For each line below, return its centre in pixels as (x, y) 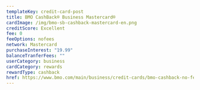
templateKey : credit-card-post (45, 12)
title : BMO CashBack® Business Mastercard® (61, 17)
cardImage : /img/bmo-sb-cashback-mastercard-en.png (71, 22)
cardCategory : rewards (34, 67)
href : (13, 78)
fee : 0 (14, 34)
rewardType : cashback (33, 72)
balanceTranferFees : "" (36, 56)
